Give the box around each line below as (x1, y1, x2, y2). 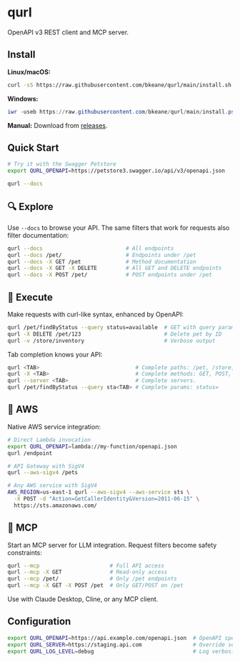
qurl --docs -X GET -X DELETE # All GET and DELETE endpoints (7, 265, 222, 272)
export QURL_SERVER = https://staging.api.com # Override (7, 641, 225, 648)
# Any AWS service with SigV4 (7, 482, 98, 489)
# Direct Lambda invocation (7, 436, 91, 443)
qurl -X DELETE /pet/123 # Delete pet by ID (7, 330, 222, 338)
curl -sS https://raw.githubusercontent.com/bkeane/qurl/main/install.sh (7, 81, 232, 89)
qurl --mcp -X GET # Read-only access (7, 568, 168, 576)
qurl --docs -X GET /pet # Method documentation (7, 258, 196, 265)
